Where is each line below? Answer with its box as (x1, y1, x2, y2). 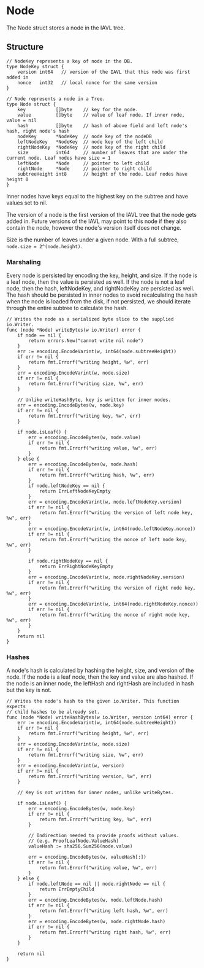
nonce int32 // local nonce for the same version (17, 79, 157, 86)
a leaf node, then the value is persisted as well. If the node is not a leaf (6, 278, 185, 286)
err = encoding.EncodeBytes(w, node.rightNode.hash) (28, 919, 166, 925)
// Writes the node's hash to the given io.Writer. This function (6, 698, 179, 705)
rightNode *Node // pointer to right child (17, 165, 152, 172)
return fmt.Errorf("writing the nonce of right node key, (39, 612, 191, 618)
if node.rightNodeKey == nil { (28, 558, 108, 564)
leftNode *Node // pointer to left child (17, 160, 149, 166)
